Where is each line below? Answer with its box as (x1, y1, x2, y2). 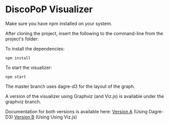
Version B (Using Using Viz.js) (14, 114, 78, 120)
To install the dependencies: (5, 45, 65, 52)
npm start (5, 74, 27, 80)
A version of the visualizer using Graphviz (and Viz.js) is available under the (5, 93, 164, 99)
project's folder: (5, 36, 39, 42)
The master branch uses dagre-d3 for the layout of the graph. (5, 83, 135, 89)
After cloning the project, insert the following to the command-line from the (5, 30, 163, 36)
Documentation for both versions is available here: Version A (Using (5, 108, 148, 114)
